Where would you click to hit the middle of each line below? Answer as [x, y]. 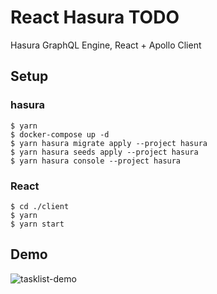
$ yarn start [37, 224]
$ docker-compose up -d [60, 134]
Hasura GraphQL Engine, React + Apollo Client [106, 45]
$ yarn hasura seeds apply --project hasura [104, 152]
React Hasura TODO [95, 17]
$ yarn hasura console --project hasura [96, 161]
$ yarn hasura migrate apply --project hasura [109, 143]
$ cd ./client [40, 206]
